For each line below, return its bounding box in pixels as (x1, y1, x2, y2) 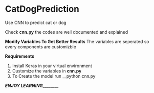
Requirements (5, 53, 35, 59)
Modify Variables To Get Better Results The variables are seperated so (5, 38, 149, 45)
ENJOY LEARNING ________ (5, 82, 59, 89)
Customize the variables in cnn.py (12, 68, 82, 74)
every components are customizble (5, 44, 77, 49)
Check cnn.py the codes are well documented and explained (5, 29, 128, 35)
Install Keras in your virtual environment (12, 63, 92, 69)
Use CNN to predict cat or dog (5, 20, 66, 25)
